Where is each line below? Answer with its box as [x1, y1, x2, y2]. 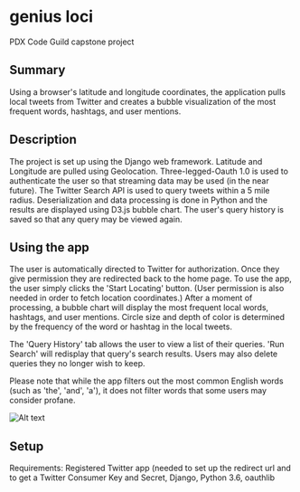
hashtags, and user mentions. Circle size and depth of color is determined [9, 312, 286, 323]
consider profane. [9, 395, 76, 406]
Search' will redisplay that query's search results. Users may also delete [9, 348, 278, 359]
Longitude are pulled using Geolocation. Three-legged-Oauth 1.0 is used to [9, 166, 289, 176]
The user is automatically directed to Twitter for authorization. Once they [9, 264, 280, 275]
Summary [9, 62, 66, 78]
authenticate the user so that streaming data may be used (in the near [9, 175, 269, 186]
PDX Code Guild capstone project [9, 36, 135, 47]
